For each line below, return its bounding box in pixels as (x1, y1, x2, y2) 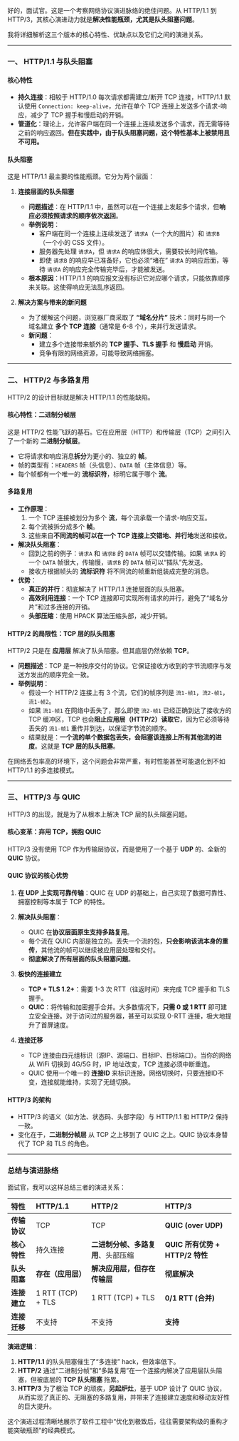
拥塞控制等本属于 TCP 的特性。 (17, 897, 109, 906)
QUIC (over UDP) (164, 1220, 223, 1230)
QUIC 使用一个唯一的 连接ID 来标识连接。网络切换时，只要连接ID (28, 1068, 218, 1077)
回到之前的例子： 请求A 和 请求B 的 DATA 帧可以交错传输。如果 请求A (28, 549, 218, 558)
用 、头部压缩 (91, 1250, 134, 1260)
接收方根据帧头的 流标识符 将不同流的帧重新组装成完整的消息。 (28, 567, 213, 576)
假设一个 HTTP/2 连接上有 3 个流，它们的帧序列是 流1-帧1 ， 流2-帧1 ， (28, 688, 229, 697)
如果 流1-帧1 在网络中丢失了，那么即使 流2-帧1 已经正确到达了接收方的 (28, 706, 232, 715)
